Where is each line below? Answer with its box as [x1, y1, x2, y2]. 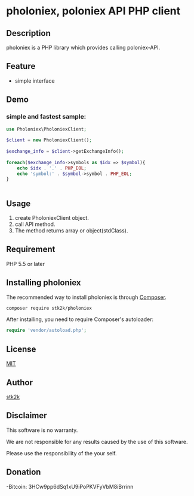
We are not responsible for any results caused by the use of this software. [6, 438, 188, 445]
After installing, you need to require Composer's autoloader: [6, 316, 154, 323]
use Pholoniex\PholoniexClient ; [6, 126, 87, 132]
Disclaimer [6, 410, 47, 421]
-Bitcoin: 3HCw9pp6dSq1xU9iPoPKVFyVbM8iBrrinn [6, 483, 134, 490]
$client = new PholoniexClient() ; [6, 137, 93, 143]
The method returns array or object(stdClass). [14, 226, 128, 234]
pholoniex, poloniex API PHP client [6, 4, 181, 18]
